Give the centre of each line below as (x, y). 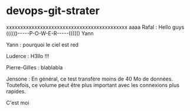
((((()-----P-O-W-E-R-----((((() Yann (50, 33)
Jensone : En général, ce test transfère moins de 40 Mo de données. (89, 79)
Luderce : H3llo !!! (28, 56)
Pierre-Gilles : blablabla (35, 67)
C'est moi (18, 102)
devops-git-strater (53, 11)
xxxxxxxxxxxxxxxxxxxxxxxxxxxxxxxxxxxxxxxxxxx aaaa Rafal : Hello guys (95, 27)
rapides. (16, 91)
